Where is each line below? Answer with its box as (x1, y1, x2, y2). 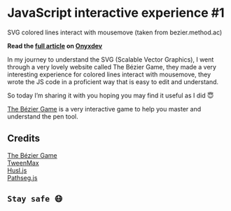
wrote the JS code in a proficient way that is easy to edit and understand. (7, 77, 219, 86)
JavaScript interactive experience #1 (7, 5, 225, 21)
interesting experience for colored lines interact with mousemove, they (7, 70, 211, 79)
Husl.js (7, 166, 27, 175)
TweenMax (7, 158, 40, 167)
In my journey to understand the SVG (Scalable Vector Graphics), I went (7, 55, 214, 64)
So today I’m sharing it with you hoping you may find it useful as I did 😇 (7, 91, 214, 100)
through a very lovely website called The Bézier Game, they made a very (7, 62, 217, 71)
